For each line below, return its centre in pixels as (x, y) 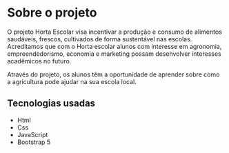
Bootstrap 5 (34, 142)
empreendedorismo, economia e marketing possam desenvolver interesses (114, 54)
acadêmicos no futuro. (39, 61)
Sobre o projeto (52, 13)
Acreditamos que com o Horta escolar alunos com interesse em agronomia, (114, 46)
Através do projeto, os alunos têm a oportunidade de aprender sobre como (113, 74)
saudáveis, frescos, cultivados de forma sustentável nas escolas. (100, 39)
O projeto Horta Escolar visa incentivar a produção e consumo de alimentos (114, 32)
